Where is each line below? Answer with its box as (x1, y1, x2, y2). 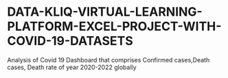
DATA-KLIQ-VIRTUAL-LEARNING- (7, 4, 203, 20)
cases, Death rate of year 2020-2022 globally (7, 63, 137, 71)
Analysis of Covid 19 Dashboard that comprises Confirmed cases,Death (7, 55, 210, 64)
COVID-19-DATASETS (7, 34, 133, 49)
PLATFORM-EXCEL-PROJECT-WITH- (7, 18, 222, 34)
